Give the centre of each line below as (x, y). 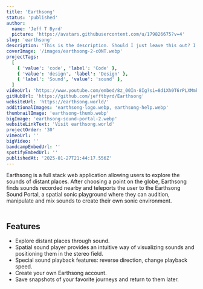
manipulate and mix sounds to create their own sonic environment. (89, 201)
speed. (24, 267)
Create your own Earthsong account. (61, 273)
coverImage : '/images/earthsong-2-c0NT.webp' (64, 51)
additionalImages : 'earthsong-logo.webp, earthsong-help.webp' (88, 107)
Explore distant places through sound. (62, 241)
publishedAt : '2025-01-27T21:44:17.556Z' (59, 158)
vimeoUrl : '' (23, 136)
